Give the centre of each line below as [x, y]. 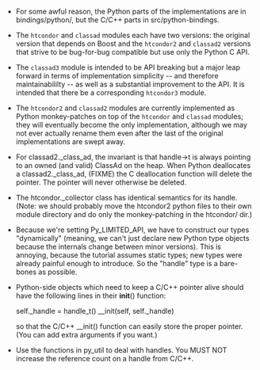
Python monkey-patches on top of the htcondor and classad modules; [130, 116]
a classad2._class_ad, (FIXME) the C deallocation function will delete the [134, 174]
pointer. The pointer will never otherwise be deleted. [101, 182]
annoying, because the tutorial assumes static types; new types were [129, 255]
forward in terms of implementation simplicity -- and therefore [117, 76]
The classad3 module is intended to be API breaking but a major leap [128, 67]
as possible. [58, 272]
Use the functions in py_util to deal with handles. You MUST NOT [121, 350]
